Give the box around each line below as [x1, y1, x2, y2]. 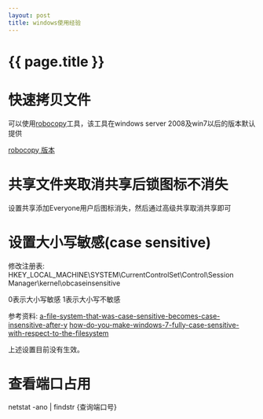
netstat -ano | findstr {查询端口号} [8, 402, 118, 412]
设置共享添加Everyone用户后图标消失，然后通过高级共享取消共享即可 [8, 203, 232, 212]
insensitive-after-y [8, 320, 68, 329]
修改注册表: [8, 261, 46, 270]
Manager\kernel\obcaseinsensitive [8, 278, 121, 288]
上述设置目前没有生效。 [8, 344, 84, 354]
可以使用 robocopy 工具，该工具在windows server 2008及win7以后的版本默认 [8, 119, 256, 128]
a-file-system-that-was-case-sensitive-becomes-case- [38, 311, 221, 321]
